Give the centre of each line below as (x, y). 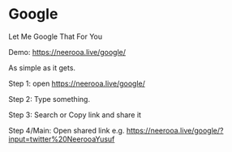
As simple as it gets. (42, 68)
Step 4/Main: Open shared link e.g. (67, 130)
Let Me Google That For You (56, 36)
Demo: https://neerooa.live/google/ (67, 52)
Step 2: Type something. (49, 99)
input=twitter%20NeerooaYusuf (62, 139)
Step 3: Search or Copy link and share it (75, 115)
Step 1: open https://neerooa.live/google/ (77, 83)
